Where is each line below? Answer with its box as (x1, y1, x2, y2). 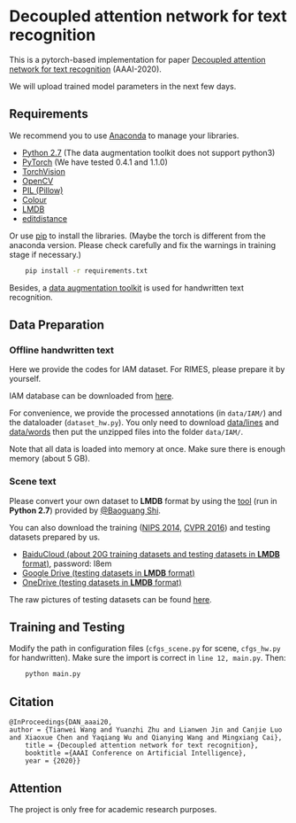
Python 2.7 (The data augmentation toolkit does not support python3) (21, 147, 276, 158)
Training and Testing (9, 620, 125, 634)
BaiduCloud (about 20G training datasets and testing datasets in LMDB (21, 548, 280, 559)
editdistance (21, 213, 68, 223)
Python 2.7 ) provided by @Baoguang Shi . (9, 505, 162, 516)
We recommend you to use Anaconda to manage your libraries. (9, 130, 239, 141)
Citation (9, 694, 55, 710)
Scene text (9, 476, 57, 488)
